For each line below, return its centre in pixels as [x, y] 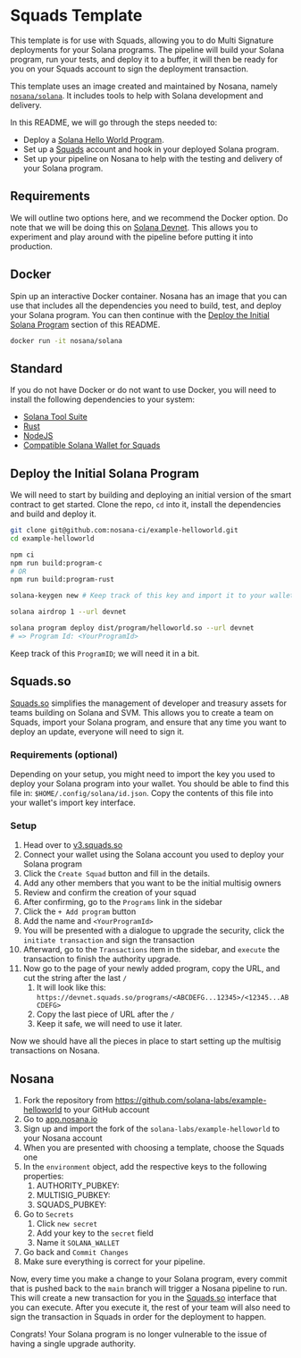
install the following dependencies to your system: [103, 399]
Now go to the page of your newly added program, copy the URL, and [151, 968]
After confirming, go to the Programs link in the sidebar [122, 902]
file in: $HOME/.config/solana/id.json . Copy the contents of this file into [142, 792]
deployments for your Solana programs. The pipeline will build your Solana [147, 49]
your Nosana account [63, 1138]
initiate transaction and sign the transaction [109, 940]
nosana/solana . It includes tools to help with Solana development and [137, 96]
